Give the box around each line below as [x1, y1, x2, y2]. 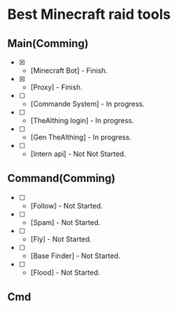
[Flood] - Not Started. [30, 267, 100, 277]
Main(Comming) [7, 37, 89, 50]
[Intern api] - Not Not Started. [30, 149, 126, 158]
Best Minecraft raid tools [7, 5, 171, 24]
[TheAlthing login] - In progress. [30, 116, 135, 125]
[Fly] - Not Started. [30, 234, 92, 244]
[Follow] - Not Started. [30, 201, 104, 210]
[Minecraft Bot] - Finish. [30, 66, 108, 75]
